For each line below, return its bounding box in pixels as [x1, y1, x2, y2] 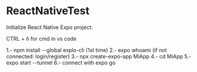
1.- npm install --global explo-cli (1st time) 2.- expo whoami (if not [6, 46, 167, 54]
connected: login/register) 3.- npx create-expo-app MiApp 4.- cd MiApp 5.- [6, 53, 192, 60]
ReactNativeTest [6, 4, 90, 18]
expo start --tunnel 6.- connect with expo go [6, 59, 116, 66]
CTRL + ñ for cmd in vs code [6, 35, 77, 42]
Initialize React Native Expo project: [6, 24, 93, 31]
